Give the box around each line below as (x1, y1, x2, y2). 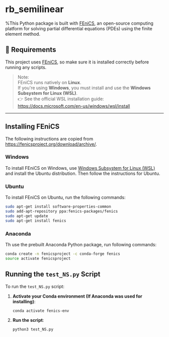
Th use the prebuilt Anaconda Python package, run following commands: (5, 241, 157, 247)
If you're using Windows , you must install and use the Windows (17, 85, 151, 91)
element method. (5, 31, 41, 37)
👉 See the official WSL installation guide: (17, 96, 104, 102)
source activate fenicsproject (5, 256, 71, 261)
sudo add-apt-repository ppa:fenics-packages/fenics (5, 209, 118, 214)
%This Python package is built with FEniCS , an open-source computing (5, 20, 153, 26)
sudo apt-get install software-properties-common (5, 204, 112, 210)
